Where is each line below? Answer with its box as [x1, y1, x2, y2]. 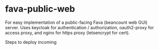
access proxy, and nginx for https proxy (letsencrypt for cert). [5, 30, 130, 35]
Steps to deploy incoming [5, 39, 57, 45]
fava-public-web [5, 3, 75, 15]
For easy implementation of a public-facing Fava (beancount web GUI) [5, 19, 148, 25]
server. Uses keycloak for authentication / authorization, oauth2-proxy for [5, 24, 154, 30]
